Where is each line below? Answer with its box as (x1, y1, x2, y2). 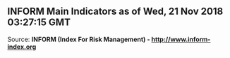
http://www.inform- (151, 35, 211, 43)
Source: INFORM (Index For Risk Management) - (7, 35, 150, 43)
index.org (7, 42, 37, 51)
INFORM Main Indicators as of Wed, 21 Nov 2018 (7, 6, 224, 17)
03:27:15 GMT (7, 17, 71, 29)
